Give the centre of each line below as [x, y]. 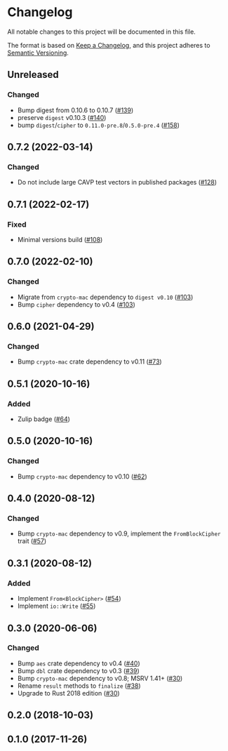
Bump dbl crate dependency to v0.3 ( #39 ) [79, 670]
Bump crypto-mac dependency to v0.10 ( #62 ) [82, 476]
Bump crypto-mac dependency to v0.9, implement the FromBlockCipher [119, 533]
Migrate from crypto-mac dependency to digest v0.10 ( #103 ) [105, 297]
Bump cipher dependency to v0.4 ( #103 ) [76, 304]
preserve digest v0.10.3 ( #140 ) [62, 117]
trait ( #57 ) [32, 541]
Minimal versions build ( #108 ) [60, 240]
